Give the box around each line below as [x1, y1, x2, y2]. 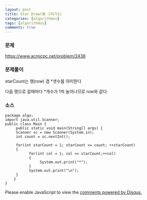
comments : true [5, 25, 36, 30]
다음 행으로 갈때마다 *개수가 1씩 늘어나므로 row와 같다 [5, 88, 107, 94]
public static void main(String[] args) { [16, 126, 103, 131]
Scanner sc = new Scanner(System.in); [16, 130, 95, 135]
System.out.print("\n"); [29, 168, 79, 173]
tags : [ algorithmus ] [5, 20, 47, 26]
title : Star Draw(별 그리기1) [5, 12, 62, 16]
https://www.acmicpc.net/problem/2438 [5, 53, 86, 59]
